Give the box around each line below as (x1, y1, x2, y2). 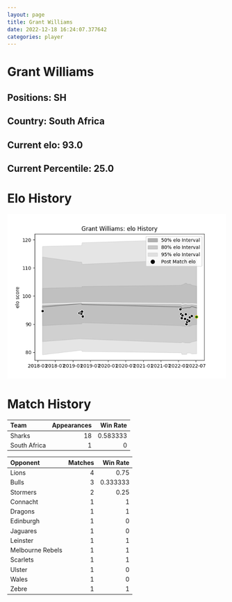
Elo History (7, 191, 72, 207)
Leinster (10, 536, 34, 544)
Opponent (10, 458, 40, 466)
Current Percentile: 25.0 (7, 163, 115, 174)
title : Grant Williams (7, 18, 73, 26)
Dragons (10, 507, 35, 516)
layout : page (7, 11, 45, 18)
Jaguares (10, 526, 38, 535)
